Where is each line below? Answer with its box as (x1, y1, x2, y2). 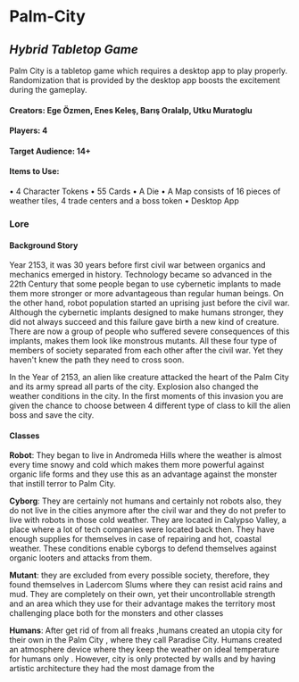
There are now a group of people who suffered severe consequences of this (9, 326, 290, 337)
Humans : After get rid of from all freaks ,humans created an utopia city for (9, 625, 283, 636)
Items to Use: (9, 166, 60, 177)
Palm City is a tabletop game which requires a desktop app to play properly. (9, 65, 288, 76)
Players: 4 (9, 125, 48, 136)
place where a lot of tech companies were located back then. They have (9, 524, 275, 535)
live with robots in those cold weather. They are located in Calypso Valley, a (9, 515, 287, 526)
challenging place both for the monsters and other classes (9, 608, 224, 619)
